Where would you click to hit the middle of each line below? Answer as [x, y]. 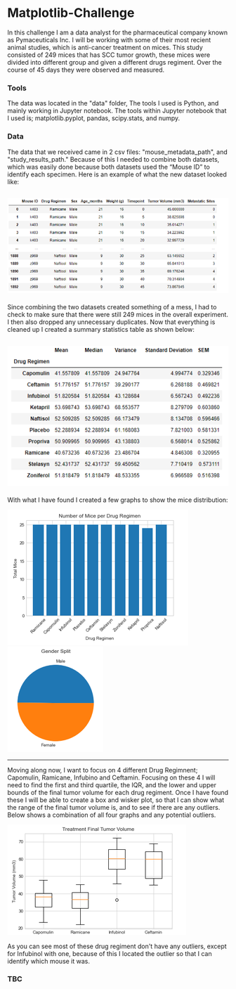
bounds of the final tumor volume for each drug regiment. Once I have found [118, 792]
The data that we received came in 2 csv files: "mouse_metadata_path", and [118, 152]
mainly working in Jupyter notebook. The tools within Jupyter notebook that [117, 111]
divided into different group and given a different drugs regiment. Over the [115, 62]
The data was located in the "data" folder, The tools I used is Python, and [113, 103]
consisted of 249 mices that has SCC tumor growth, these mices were [109, 55]
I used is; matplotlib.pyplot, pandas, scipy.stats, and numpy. [94, 118]
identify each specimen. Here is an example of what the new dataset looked [117, 174]
